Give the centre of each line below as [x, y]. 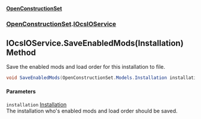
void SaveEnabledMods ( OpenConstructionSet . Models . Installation [87, 78]
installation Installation [36, 105]
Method [21, 52]
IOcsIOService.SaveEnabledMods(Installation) [95, 43]
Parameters [21, 91]
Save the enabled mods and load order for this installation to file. [86, 67]
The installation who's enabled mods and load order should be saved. [92, 111]
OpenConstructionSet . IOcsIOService [61, 24]
